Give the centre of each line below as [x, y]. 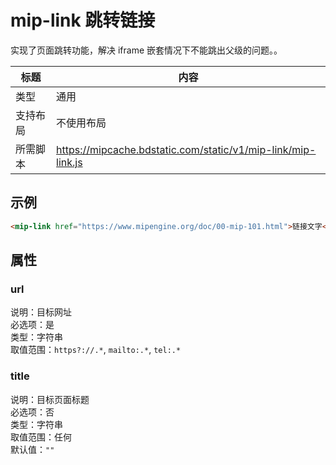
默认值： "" [32, 449]
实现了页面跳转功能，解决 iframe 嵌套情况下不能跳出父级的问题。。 [146, 50]
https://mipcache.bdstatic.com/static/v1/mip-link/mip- [186, 149]
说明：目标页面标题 [50, 399]
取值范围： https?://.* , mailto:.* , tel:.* [96, 350]
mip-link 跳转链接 [83, 20]
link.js [69, 162]
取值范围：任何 [41, 437]
